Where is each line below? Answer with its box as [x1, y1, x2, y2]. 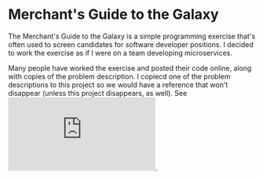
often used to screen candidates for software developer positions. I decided [8, 39, 254, 49]
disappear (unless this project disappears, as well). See [8, 88, 188, 97]
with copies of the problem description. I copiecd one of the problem [8, 71, 231, 81]
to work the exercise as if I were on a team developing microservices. [8, 48, 233, 57]
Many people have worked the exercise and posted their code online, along [8, 63, 252, 72]
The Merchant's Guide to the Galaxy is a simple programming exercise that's [8, 31, 256, 41]
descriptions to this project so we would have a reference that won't [8, 80, 228, 89]
